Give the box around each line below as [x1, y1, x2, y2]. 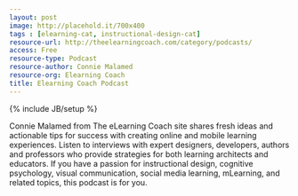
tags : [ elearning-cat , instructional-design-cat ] [9, 29, 201, 38]
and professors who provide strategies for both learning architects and [9, 148, 269, 160]
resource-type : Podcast [9, 54, 98, 63]
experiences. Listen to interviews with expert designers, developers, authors [9, 139, 290, 150]
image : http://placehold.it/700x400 [9, 21, 145, 30]
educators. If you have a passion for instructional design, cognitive [9, 158, 254, 169]
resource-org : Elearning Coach [9, 71, 125, 80]
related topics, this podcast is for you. [9, 176, 149, 187]
